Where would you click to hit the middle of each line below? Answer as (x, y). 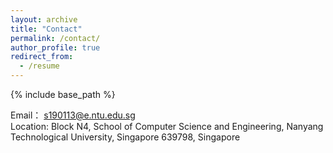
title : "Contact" (46, 29)
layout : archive (44, 19)
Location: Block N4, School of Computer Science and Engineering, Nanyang (167, 126)
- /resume (39, 66)
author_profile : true (55, 47)
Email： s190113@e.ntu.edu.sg (73, 115)
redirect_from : (42, 57)
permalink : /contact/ (55, 38)
